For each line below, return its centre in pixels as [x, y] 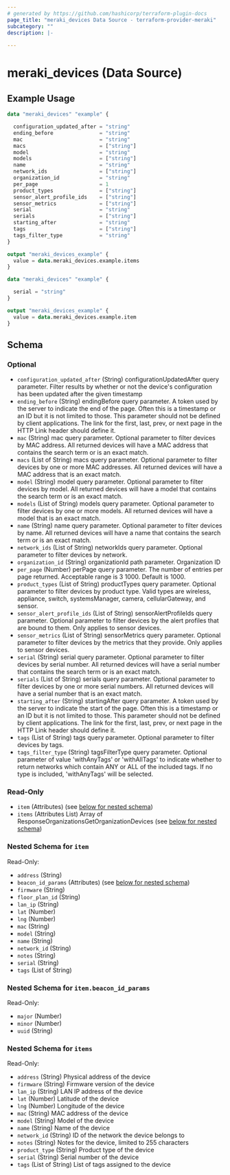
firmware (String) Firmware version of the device [86, 1084]
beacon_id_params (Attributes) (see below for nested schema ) [103, 882]
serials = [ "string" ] [75, 216]
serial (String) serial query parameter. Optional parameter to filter [111, 657]
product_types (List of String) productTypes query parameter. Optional [116, 584]
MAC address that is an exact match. [69, 475]
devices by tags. [40, 745]
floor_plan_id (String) [49, 897]
